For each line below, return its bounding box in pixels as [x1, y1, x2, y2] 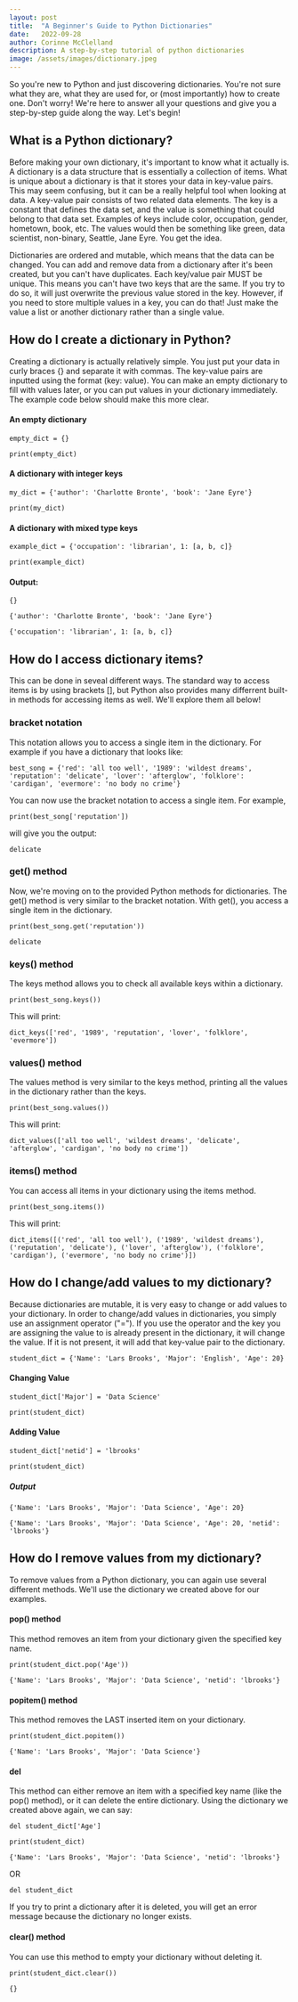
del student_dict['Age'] [9, 1822, 101, 1831]
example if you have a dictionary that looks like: [9, 746, 184, 757]
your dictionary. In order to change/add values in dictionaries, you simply [9, 1308, 278, 1319]
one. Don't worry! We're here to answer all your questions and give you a [9, 98, 278, 108]
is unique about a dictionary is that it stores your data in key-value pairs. [9, 176, 274, 186]
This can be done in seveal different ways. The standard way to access [9, 675, 270, 686]
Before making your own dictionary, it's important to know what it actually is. [9, 157, 290, 168]
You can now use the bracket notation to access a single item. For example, [9, 795, 286, 805]
